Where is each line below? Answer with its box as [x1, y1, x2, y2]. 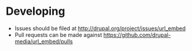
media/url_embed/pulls [14, 37, 73, 45]
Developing [6, 4, 66, 18]
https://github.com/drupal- [103, 31, 171, 38]
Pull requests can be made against [14, 31, 102, 38]
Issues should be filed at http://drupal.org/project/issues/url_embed [14, 25, 186, 32]
